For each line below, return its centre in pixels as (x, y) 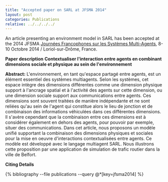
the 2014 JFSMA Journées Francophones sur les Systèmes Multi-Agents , (81, 44)
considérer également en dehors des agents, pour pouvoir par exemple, (80, 122)
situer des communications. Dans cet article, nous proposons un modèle (80, 128)
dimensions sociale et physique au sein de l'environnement (69, 64)
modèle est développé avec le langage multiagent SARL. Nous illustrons (80, 144)
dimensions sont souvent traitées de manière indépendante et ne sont (77, 101)
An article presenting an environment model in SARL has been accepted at (82, 38)
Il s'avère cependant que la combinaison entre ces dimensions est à (75, 117)
